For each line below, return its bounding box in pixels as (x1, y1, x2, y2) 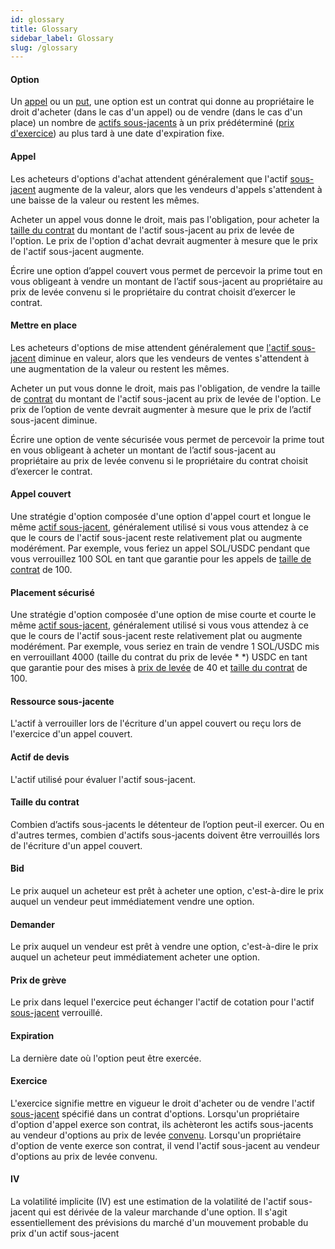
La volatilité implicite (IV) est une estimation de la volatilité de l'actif (10, 1196, 287, 1208)
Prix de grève (10, 974, 67, 986)
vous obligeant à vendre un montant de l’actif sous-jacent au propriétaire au (10, 275, 323, 287)
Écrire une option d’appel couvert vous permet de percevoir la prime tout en (10, 264, 323, 276)
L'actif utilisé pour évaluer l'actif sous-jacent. (10, 773, 197, 785)
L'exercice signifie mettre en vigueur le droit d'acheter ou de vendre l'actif (10, 1097, 315, 1109)
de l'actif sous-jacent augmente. (10, 245, 145, 257)
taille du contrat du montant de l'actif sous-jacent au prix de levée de (10, 224, 295, 236)
